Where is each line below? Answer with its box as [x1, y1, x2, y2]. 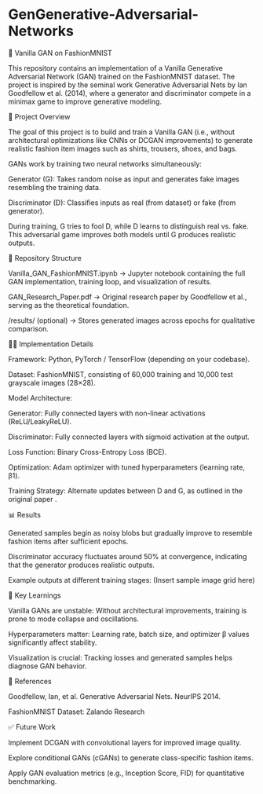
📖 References [8, 676, 53, 686]
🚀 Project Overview [8, 112, 71, 121]
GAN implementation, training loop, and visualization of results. [8, 276, 212, 286]
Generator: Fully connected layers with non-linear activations [8, 408, 206, 418]
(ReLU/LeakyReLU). [8, 416, 72, 426]
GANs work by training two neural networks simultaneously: [8, 159, 203, 168]
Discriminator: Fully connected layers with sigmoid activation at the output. [8, 432, 250, 441]
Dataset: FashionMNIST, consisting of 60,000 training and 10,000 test [8, 369, 233, 379]
